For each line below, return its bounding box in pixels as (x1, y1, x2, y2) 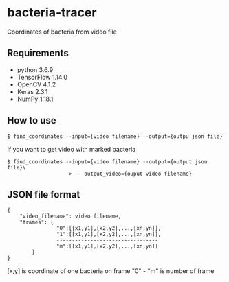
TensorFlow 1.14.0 (17, 73, 67, 81)
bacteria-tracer (7, 5, 97, 21)
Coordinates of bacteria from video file (7, 27, 117, 36)
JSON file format (7, 189, 80, 200)
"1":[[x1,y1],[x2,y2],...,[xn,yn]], (56, 231, 162, 238)
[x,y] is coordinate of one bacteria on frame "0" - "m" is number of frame (7, 267, 215, 275)
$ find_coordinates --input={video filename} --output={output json (7, 158, 208, 165)
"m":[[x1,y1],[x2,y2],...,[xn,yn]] (56, 243, 158, 250)
